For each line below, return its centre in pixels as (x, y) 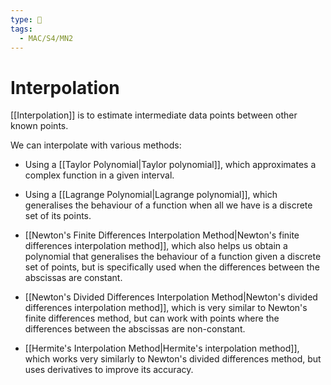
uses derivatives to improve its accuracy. (109, 370)
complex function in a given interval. (99, 175)
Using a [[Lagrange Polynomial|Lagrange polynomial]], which (151, 195)
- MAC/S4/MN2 (46, 38)
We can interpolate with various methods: (96, 145)
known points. (39, 126)
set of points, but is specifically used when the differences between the (172, 267)
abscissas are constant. (73, 278)
